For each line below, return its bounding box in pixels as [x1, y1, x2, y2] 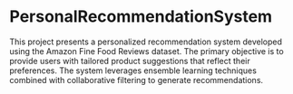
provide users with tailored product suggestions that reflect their [9, 55, 251, 66]
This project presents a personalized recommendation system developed [9, 36, 283, 47]
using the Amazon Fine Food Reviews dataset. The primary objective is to [9, 45, 284, 56]
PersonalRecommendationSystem [9, 6, 273, 27]
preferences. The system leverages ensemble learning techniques [9, 65, 257, 76]
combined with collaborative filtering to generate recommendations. [9, 74, 264, 85]
